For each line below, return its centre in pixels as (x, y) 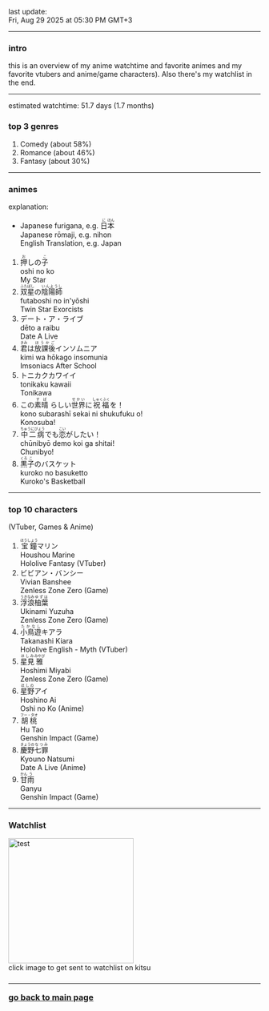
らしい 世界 (68, 404)
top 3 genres (33, 126)
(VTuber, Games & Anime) (51, 527)
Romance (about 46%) (57, 152)
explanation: (29, 207)
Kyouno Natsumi (47, 759)
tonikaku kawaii (46, 384)
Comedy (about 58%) (56, 144)
